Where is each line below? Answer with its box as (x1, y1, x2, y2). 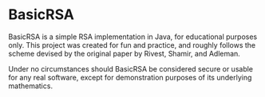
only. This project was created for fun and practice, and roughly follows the (8, 40, 256, 49)
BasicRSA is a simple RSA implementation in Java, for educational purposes (8, 32, 258, 41)
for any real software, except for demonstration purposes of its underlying (8, 72, 252, 82)
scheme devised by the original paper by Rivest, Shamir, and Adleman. (8, 48, 241, 58)
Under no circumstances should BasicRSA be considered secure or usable (8, 64, 254, 73)
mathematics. (8, 81, 53, 91)
